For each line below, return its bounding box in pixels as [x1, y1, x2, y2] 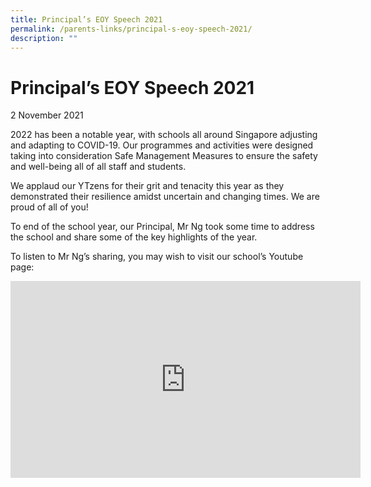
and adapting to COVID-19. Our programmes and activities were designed [10, 139, 314, 151]
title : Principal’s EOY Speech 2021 [10, 14, 163, 25]
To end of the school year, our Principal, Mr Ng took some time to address [10, 221, 315, 233]
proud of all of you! [10, 201, 89, 213]
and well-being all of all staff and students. [10, 161, 187, 173]
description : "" [10, 33, 78, 43]
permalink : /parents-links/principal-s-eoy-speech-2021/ [10, 24, 253, 34]
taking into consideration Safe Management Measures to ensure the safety [10, 150, 318, 162]
